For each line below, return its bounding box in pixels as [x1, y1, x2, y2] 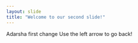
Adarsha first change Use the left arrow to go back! [6, 30, 133, 37]
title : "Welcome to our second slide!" [6, 14, 106, 20]
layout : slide [6, 8, 42, 15]
